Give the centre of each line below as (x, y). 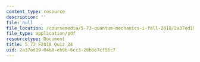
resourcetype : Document (36, 39)
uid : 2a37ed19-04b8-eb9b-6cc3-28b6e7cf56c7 (61, 50)
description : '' (26, 17)
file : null (20, 22)
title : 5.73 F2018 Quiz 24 (40, 45)
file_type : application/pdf (41, 34)
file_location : (25, 28)
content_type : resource (36, 12)
